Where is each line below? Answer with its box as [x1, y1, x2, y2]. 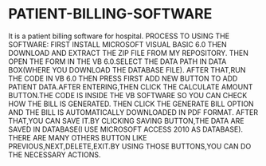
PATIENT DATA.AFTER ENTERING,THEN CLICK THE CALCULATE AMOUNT [8, 81, 253, 92]
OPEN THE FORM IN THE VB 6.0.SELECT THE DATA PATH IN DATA [8, 57, 227, 66]
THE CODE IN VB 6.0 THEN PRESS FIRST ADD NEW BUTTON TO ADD [8, 73, 238, 83]
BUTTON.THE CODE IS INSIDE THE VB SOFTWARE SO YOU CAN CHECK [8, 90, 248, 100]
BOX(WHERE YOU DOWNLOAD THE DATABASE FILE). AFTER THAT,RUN [8, 65, 246, 74]
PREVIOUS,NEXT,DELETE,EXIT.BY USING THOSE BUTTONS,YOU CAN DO [8, 141, 252, 151]
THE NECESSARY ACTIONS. [8, 149, 101, 160]
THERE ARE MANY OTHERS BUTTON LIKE [8, 132, 147, 142]
